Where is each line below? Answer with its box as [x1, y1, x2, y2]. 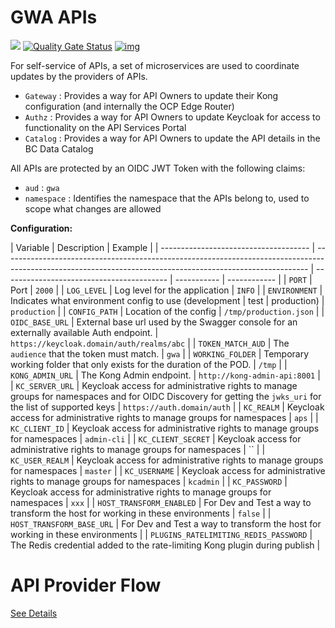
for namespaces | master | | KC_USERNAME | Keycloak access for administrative [10, 464, 326, 476]
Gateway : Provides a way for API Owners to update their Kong [24, 89, 279, 101]
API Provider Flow [10, 574, 162, 597]
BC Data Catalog [24, 142, 94, 155]
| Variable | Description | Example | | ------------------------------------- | [10, 241, 316, 253]
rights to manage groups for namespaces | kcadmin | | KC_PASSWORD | [10, 475, 288, 487]
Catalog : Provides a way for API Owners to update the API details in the [24, 132, 321, 144]
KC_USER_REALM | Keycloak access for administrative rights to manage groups [10, 454, 324, 466]
